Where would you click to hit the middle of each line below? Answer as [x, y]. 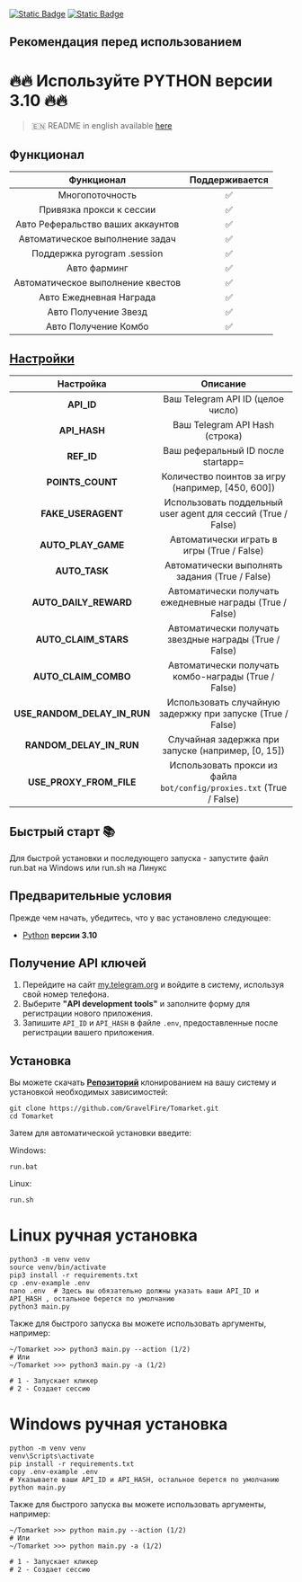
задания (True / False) [223, 576]
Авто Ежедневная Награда [98, 298]
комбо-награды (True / [223, 676]
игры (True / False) [223, 550]
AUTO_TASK [82, 571]
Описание [224, 384]
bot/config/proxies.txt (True [224, 787]
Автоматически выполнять [224, 564]
